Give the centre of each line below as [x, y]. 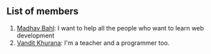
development [36, 35]
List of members [43, 11]
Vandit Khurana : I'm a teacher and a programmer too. [93, 43]
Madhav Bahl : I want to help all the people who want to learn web [110, 28]
